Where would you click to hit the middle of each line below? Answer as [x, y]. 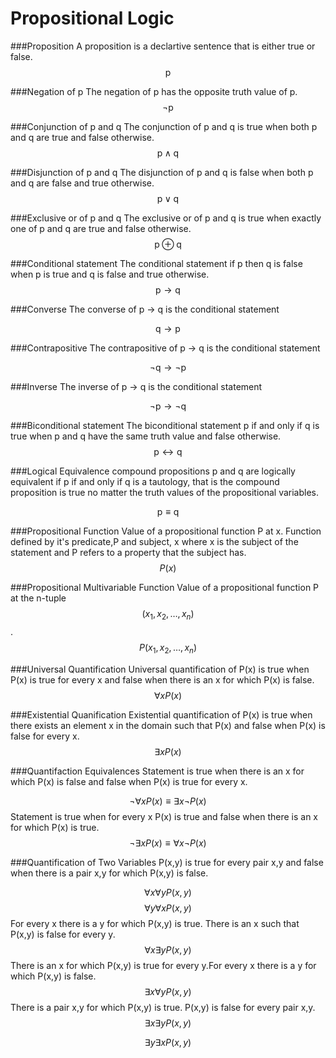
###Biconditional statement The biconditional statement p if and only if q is [165, 425]
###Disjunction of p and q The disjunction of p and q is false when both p [162, 172]
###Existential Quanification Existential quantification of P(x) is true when [161, 714]
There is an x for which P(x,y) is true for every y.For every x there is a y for [163, 965]
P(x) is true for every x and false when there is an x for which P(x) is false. [162, 679]
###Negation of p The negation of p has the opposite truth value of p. [154, 91]
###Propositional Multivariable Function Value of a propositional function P [165, 587]
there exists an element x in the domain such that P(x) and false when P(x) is [168, 725]
